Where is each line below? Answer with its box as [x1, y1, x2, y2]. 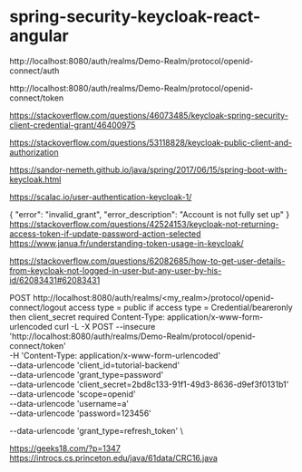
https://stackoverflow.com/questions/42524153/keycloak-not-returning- [9, 218, 279, 229]
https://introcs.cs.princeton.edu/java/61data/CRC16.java [9, 452, 218, 463]
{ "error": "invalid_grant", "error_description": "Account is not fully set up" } [9, 208, 290, 219]
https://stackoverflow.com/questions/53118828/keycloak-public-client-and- [9, 137, 293, 148]
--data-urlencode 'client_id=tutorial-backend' [9, 360, 180, 371]
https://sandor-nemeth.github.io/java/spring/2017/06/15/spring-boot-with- [9, 164, 287, 175]
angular [9, 25, 70, 46]
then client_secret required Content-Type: [9, 311, 166, 323]
